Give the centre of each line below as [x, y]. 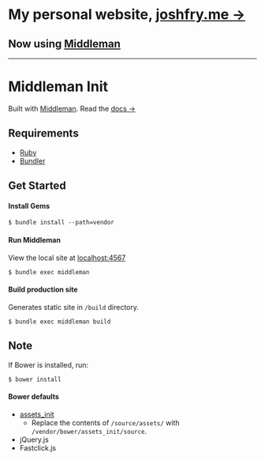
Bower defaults [34, 397]
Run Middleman [35, 239]
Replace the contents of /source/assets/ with [105, 422]
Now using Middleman [64, 44]
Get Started [37, 186]
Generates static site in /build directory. [74, 307]
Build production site [43, 289]
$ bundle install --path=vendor [61, 223]
